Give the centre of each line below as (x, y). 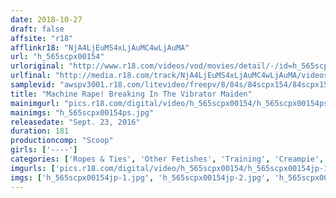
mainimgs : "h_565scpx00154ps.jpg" (82, 112)
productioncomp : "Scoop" (62, 141)
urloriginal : (37, 66)
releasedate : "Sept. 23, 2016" (75, 122)
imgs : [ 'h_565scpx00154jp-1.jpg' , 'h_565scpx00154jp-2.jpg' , (140, 177)
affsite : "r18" (42, 38)
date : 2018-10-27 (46, 19)
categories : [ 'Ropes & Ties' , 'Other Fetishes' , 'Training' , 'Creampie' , (167, 159)
